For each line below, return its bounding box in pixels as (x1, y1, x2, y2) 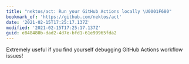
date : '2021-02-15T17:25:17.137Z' (6, 19, 91, 25)
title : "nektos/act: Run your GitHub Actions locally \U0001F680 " (6, 8, 172, 15)
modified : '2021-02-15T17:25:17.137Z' (6, 24, 101, 31)
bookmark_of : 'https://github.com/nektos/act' (6, 14, 122, 20)
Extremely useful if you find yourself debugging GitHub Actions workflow (6, 46, 183, 53)
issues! (6, 52, 23, 59)
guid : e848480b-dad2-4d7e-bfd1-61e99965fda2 (6, 30, 117, 36)
